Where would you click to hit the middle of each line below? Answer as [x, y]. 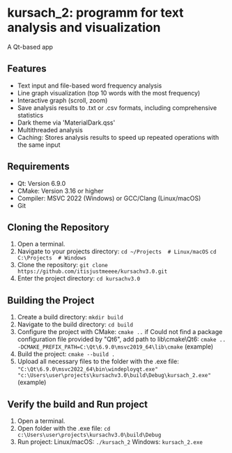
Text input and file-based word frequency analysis [90, 86]
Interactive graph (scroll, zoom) [62, 100]
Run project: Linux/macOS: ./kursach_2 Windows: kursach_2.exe [110, 442]
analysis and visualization [84, 27]
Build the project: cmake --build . [66, 354]
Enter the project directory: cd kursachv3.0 [79, 278]
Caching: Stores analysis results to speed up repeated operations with [118, 137]
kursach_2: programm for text [95, 13]
